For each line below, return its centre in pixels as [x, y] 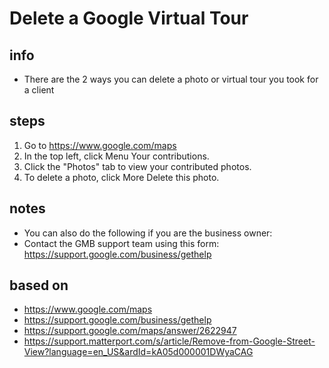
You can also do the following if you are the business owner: [148, 233]
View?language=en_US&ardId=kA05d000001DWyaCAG [138, 352]
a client [39, 90]
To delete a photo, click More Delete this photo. [121, 177]
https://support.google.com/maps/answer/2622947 [130, 331]
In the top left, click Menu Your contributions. [116, 156]
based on [39, 285]
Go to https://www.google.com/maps [100, 145]
